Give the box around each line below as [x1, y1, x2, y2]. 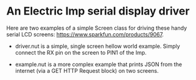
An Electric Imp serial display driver [6, 4, 190, 18]
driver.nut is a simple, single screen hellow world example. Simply [15, 42, 181, 50]
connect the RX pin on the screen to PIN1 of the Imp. [15, 48, 147, 56]
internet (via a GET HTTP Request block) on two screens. [15, 67, 159, 74]
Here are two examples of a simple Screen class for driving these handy [6, 24, 187, 32]
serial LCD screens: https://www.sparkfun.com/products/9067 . [6, 30, 164, 38]
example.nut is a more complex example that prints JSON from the [15, 61, 183, 68]
